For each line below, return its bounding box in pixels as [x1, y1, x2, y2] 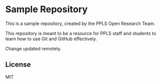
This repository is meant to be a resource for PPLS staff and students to [5, 30, 156, 36]
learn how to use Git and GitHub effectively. [5, 36, 97, 42]
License [5, 60, 31, 69]
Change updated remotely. [5, 45, 61, 51]
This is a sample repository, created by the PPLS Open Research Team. [5, 20, 155, 26]
